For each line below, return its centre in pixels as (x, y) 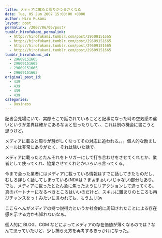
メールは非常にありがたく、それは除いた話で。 (52, 147)
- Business (20, 104)
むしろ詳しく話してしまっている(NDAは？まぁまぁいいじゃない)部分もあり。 (81, 180)
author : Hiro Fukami (26, 18)
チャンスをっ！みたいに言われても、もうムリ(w (56, 198)
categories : (17, 100)
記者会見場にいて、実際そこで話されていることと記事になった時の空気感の (79, 119)
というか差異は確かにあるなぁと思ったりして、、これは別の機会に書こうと (82, 125)
